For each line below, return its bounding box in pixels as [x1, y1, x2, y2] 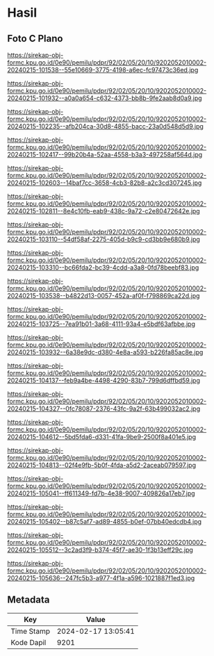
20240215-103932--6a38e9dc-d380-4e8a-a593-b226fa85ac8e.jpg [7, 348, 204, 356]
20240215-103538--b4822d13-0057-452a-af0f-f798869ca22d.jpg [7, 292, 200, 300]
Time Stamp [10, 626, 51, 636]
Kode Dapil [10, 637, 47, 647]
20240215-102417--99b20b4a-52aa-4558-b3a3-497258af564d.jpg [7, 151, 203, 158]
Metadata [7, 594, 50, 606]
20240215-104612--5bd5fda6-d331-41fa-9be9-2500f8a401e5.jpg [7, 433, 197, 441]
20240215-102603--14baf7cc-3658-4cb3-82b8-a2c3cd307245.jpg [7, 179, 202, 187]
